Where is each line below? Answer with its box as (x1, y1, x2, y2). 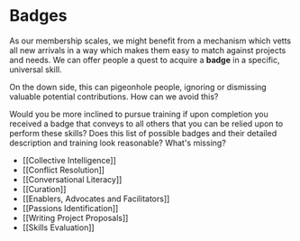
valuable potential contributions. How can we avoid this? (9, 91, 219, 102)
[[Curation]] (22, 183, 67, 194)
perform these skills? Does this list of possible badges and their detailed (9, 127, 277, 138)
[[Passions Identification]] (22, 202, 119, 213)
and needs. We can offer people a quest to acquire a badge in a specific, (9, 54, 281, 65)
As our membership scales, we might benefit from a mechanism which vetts (9, 35, 291, 46)
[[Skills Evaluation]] (22, 222, 95, 233)
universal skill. (9, 64, 62, 75)
